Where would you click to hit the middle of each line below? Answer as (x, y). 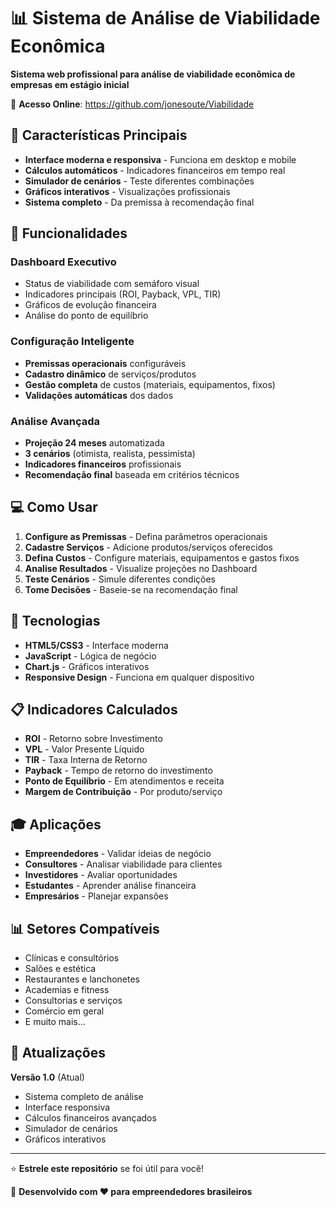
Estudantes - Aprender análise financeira (110, 886)
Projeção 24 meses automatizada (94, 443)
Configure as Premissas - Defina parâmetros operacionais (146, 536)
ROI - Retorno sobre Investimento (93, 739)
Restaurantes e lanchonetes (82, 979)
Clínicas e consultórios (72, 958)
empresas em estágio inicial (70, 84)
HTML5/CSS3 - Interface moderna (96, 645)
